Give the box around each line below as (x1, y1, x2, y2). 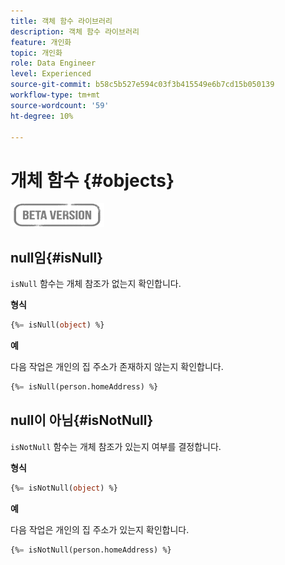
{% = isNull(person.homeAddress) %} (10, 382, 159, 392)
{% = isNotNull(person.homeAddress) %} (10, 545, 172, 555)
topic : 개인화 (10, 48, 63, 58)
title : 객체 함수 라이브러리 (10, 16, 113, 26)
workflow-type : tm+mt (10, 90, 101, 100)
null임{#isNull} (10, 249, 104, 266)
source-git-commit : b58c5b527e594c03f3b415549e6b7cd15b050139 (10, 80, 275, 90)
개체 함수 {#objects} (10, 169, 175, 192)
